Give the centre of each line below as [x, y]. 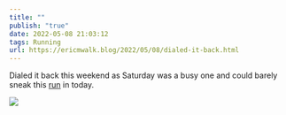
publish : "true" [39, 26]
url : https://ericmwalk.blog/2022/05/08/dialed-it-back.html [124, 50]
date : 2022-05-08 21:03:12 [59, 34]
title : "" [27, 17]
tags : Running [35, 42]
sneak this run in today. [52, 85]
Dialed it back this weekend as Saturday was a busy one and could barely [143, 75]
